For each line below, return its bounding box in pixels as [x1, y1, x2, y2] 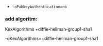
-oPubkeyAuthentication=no [12, 4, 67, 9]
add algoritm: [5, 15, 37, 22]
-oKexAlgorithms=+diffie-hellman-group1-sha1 [5, 35, 99, 42]
